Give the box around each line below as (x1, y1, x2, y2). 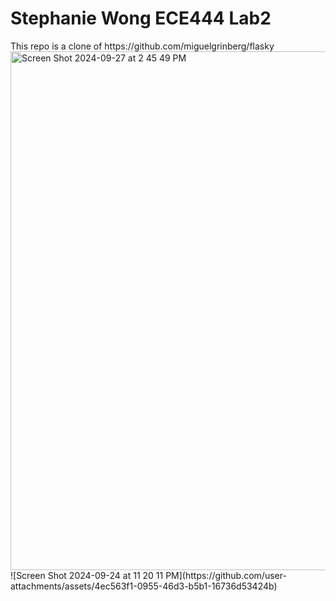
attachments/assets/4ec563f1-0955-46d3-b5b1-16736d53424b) (10, 580, 278, 592)
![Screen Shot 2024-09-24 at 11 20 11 (10, 569, 164, 581)
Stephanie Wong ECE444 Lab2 (10, 7, 272, 30)
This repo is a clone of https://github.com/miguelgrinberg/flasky (10, 40, 275, 52)
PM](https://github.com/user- (165, 569, 287, 581)
